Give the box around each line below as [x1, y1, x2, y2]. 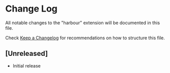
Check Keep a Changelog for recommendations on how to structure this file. [5, 35, 165, 41]
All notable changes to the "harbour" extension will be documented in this [5, 20, 160, 26]
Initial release [12, 62, 41, 68]
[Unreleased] [5, 49, 48, 58]
